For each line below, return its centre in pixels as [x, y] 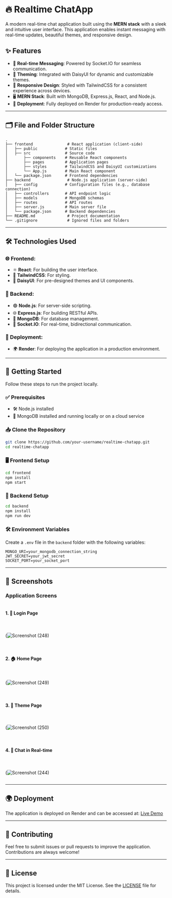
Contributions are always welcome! [42, 852]
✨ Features [23, 51]
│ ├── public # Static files [51, 149]
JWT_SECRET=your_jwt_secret [35, 556]
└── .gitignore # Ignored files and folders [67, 220]
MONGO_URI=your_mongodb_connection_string [51, 552]
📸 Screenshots [29, 581]
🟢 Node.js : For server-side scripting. [52, 305]
